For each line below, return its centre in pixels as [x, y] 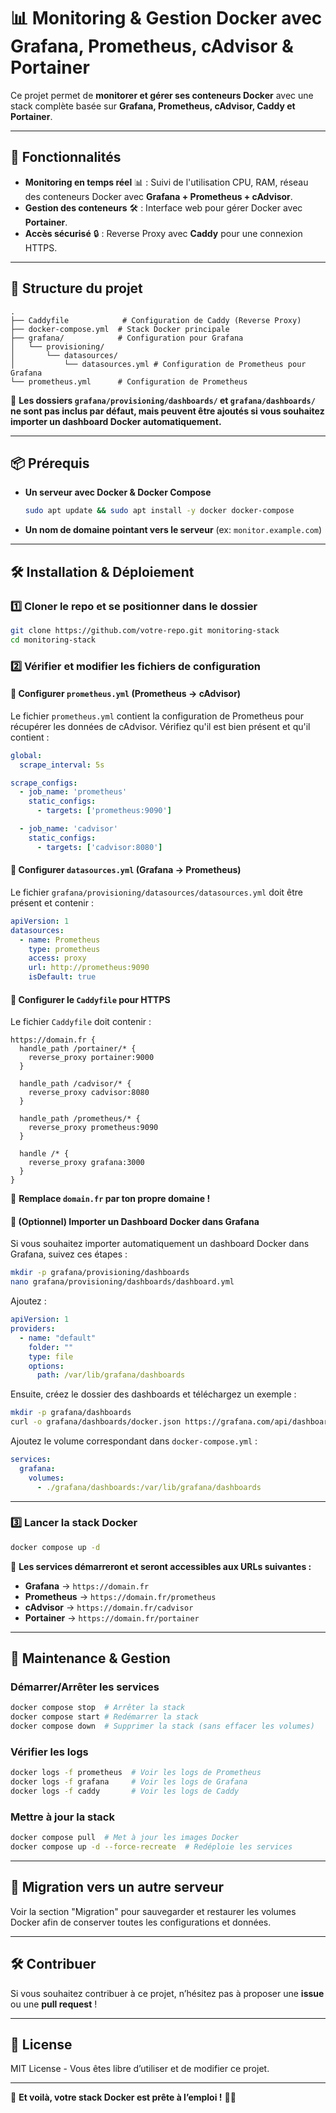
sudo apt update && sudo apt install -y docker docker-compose [159, 511]
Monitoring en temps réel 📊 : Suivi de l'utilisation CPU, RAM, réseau [166, 182]
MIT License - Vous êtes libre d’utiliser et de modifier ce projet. [140, 2069]
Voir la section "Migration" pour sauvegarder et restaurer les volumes [153, 1911]
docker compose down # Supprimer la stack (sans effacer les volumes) [162, 1726]
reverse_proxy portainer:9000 [91, 1058]
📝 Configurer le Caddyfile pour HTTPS [90, 999]
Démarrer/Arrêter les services [85, 1687]
